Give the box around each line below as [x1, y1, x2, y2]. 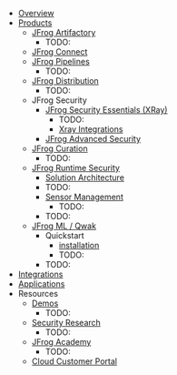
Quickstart [44, 230, 84, 240]
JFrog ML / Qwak [31, 220, 97, 231]
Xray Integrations [58, 124, 123, 135]
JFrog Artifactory [31, 27, 96, 37]
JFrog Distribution [31, 76, 100, 86]
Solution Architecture [44, 172, 125, 183]
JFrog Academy [31, 337, 92, 347]
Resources [17, 289, 59, 299]
